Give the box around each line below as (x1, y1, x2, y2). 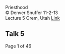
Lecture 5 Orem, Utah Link (5, 15, 60, 21)
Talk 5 (5, 30, 25, 38)
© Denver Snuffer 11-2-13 (5, 10, 58, 16)
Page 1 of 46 (5, 43, 32, 49)
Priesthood (5, 5, 28, 10)
